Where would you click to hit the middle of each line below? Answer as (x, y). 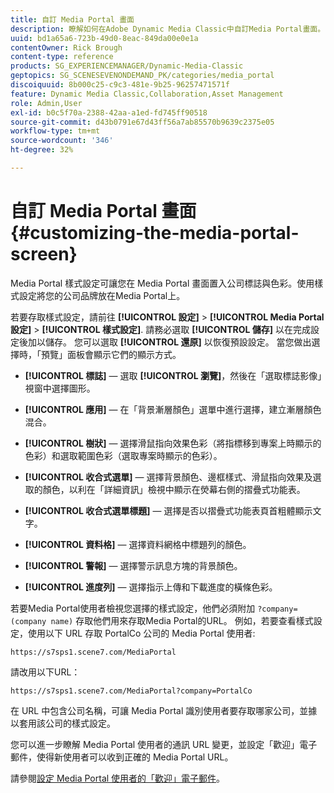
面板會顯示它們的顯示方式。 (124, 354)
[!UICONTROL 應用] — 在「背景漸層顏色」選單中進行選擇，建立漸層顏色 (173, 409)
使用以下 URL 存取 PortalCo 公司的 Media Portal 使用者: (141, 633)
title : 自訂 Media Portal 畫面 (72, 19)
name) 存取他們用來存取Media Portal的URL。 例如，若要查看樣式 (182, 620)
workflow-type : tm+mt (55, 131)
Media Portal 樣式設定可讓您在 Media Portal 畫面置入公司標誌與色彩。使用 (162, 283)
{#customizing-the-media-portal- (155, 233)
